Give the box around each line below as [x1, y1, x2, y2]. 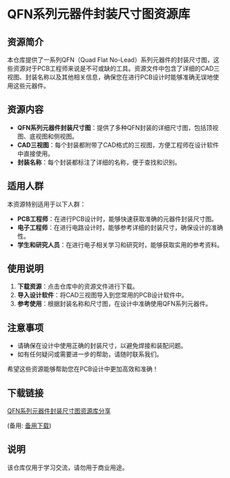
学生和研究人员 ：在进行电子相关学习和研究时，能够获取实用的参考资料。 [17, 240, 223, 249]
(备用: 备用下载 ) [7, 421, 52, 430]
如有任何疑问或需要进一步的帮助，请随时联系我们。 [17, 350, 163, 358]
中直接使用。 [17, 149, 54, 158]
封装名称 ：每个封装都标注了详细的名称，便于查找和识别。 [17, 158, 181, 166]
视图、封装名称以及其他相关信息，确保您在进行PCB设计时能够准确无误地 [7, 73, 213, 81]
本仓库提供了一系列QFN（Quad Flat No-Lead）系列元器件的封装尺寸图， [7, 56, 213, 64]
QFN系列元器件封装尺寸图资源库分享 [7, 407, 111, 415]
